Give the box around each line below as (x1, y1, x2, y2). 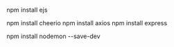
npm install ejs (6, 6, 48, 14)
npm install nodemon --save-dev (6, 32, 101, 40)
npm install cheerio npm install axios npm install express (6, 19, 168, 27)
